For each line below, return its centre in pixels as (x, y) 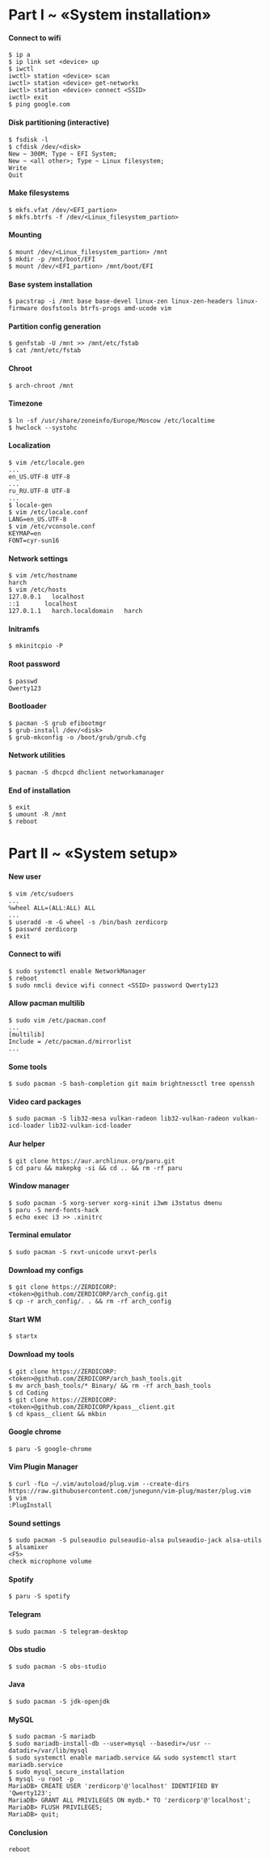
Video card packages (45, 1101)
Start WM (25, 1319)
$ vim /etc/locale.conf (49, 513)
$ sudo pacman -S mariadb (52, 1737)
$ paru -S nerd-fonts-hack (54, 1210)
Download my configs (46, 1270)
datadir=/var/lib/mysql (49, 1751)
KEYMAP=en (25, 534)
